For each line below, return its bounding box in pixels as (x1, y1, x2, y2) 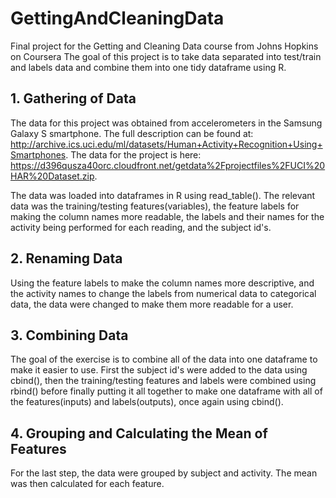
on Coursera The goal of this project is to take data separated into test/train (10, 50, 322, 62)
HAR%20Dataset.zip (10, 170, 95, 182)
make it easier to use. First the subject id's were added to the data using (10, 364, 308, 376)
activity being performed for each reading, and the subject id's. (10, 221, 272, 233)
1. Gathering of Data (10, 90, 137, 107)
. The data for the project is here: (65, 148, 202, 161)
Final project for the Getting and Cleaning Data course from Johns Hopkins (10, 40, 319, 52)
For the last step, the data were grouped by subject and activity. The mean (10, 467, 318, 479)
